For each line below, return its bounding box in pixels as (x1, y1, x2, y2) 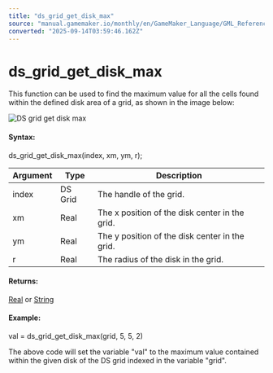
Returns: (8, 276, 39, 286)
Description (155, 169, 202, 181)
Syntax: (8, 132, 36, 142)
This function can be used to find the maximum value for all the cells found (8, 89, 259, 99)
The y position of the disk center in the (97, 230, 245, 241)
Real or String (8, 294, 54, 304)
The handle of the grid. (97, 188, 185, 200)
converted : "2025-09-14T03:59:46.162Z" (8, 27, 144, 35)
